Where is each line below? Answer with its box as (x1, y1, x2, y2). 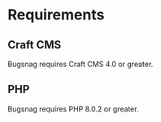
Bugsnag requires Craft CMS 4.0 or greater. (7, 59, 154, 69)
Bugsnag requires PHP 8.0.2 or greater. (7, 103, 139, 114)
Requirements (7, 6, 105, 24)
